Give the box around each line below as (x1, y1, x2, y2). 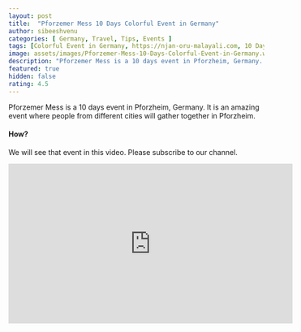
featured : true (8, 65, 60, 73)
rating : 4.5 (8, 80, 49, 88)
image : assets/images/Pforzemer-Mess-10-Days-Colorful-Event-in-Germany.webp (8, 50, 277, 58)
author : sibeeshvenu (8, 27, 79, 35)
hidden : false (8, 72, 57, 80)
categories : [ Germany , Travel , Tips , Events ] (8, 34, 173, 43)
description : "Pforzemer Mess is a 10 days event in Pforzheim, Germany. (8, 58, 264, 66)
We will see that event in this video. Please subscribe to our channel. (8, 147, 238, 157)
